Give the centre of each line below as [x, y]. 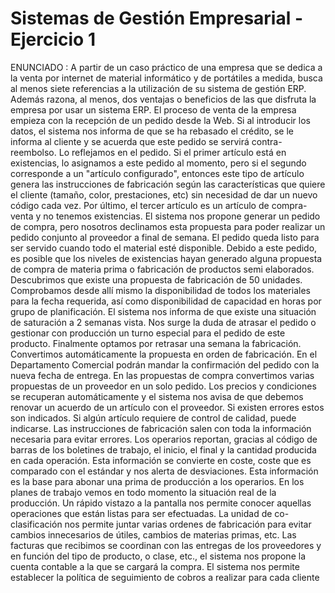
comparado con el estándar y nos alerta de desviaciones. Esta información [164, 471]
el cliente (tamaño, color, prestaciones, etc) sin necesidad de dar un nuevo [164, 194]
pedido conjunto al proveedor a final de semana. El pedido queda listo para [165, 237]
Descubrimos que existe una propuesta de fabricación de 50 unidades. [156, 279]
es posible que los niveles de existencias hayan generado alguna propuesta [166, 258]
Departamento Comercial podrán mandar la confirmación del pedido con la [165, 364]
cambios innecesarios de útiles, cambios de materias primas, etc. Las [153, 534]
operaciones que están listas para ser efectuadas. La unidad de [141, 513]
